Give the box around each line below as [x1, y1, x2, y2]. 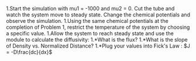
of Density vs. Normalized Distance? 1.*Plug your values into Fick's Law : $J [6, 42, 190, 49]
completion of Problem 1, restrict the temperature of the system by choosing [6, 23, 190, 30]
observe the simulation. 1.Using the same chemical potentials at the [6, 18, 169, 24]
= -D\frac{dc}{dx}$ [6, 49, 53, 55]
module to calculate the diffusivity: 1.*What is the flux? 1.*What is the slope [6, 36, 188, 43]
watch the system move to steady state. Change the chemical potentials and [6, 11, 190, 18]
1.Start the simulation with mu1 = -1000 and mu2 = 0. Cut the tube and [6, 5, 175, 12]
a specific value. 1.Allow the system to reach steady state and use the [6, 30, 174, 37]
